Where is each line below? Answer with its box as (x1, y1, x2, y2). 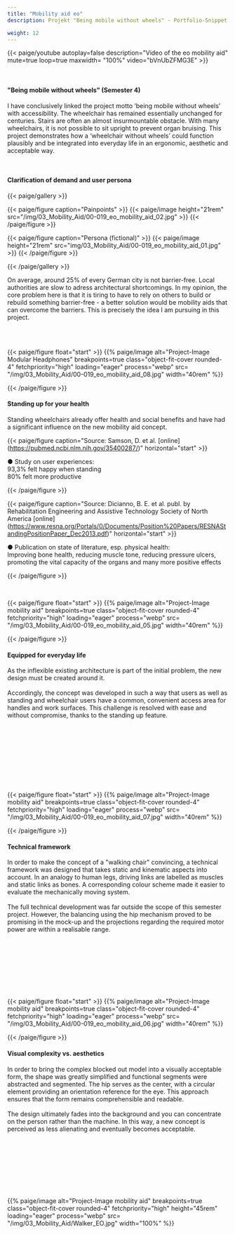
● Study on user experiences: (7, 457, 95, 465)
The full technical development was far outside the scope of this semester (7, 903, 222, 911)
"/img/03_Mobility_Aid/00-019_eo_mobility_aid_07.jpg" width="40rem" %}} (7, 813, 222, 821)
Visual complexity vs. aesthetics (7, 1049, 105, 1057)
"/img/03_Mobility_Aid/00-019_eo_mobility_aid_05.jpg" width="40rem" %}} (7, 621, 223, 629)
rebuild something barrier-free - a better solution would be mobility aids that (7, 298, 228, 306)
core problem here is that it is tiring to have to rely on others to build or (7, 291, 212, 299)
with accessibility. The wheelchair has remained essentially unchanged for (7, 109, 222, 117)
